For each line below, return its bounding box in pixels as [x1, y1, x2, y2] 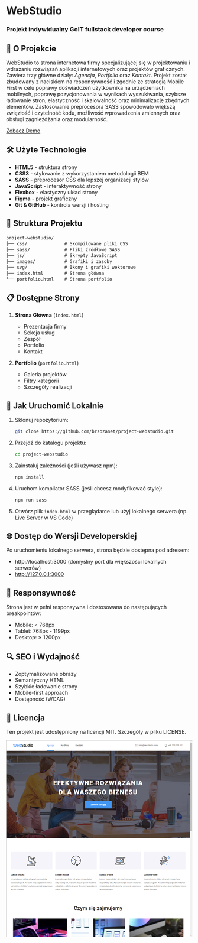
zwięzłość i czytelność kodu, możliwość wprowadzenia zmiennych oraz [6, 109, 181, 116]
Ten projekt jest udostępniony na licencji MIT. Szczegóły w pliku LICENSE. [6, 728, 187, 735]
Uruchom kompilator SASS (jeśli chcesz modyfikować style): [14, 484, 163, 492]
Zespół [23, 336, 41, 343]
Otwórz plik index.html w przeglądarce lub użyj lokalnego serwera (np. [14, 508, 188, 515]
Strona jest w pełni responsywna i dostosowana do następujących [6, 604, 167, 611]
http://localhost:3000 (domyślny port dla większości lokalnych [14, 558, 167, 565]
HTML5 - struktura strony [14, 164, 78, 171]
